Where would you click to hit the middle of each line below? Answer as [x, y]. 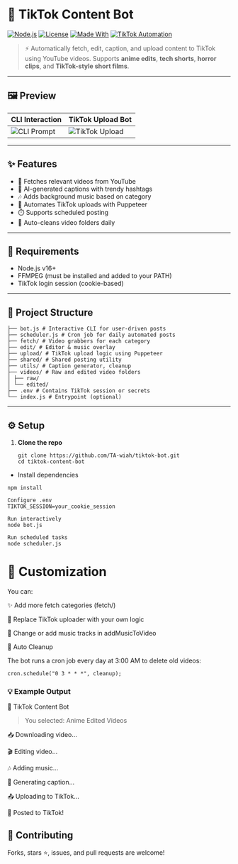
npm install [25, 488]
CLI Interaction [36, 119]
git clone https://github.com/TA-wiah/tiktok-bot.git [98, 455]
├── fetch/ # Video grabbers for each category [79, 341]
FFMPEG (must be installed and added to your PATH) [95, 276]
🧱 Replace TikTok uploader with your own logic [76, 619]
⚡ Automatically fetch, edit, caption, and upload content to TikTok [120, 48]
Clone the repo [40, 442]
